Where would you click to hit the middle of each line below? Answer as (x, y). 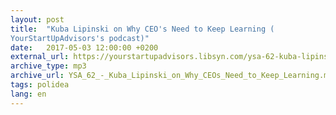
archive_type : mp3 (48, 66)
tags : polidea (40, 85)
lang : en (28, 94)
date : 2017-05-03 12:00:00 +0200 (84, 47)
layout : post (37, 19)
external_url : (40, 57)
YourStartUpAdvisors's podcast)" (80, 38)
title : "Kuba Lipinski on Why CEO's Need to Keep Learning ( (142, 29)
